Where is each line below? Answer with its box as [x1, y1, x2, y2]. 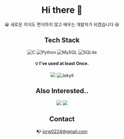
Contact [49, 115, 75, 123]
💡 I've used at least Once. [35, 60, 89, 66]
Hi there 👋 [41, 4, 83, 16]
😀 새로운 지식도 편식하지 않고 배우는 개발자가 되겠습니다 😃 [4, 21, 120, 27]
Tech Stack [44, 36, 80, 45]
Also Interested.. [35, 87, 89, 95]
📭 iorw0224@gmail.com [36, 128, 88, 134]
